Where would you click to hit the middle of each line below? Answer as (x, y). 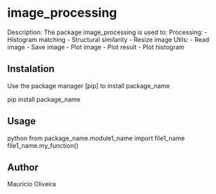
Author (23, 167)
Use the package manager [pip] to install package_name (88, 86)
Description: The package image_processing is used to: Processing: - (107, 32)
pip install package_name (44, 99)
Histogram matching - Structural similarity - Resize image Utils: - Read (108, 39)
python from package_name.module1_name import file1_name (96, 138)
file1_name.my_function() (43, 145)
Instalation (31, 69)
